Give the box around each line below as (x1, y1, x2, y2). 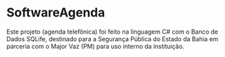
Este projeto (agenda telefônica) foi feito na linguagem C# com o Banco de (6, 27, 218, 36)
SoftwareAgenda (6, 5, 105, 21)
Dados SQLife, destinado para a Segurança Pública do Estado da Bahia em (6, 34, 218, 43)
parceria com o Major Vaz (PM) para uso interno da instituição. (6, 42, 185, 50)
